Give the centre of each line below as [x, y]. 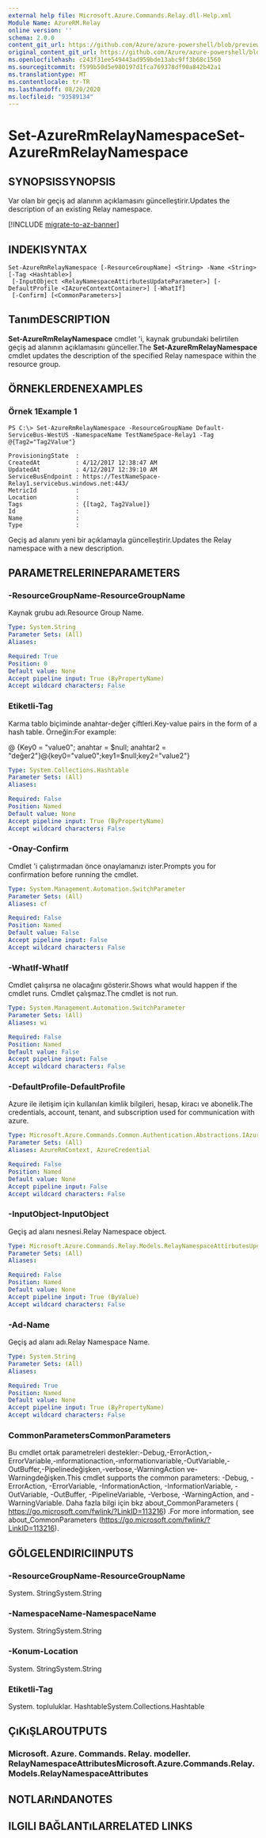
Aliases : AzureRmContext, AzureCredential [79, 1150]
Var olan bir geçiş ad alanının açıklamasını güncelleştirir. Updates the [119, 201]
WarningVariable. [36, 1503]
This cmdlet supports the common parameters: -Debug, [158, 1478]
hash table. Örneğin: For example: [63, 732]
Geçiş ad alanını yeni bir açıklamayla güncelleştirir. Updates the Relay [120, 540]
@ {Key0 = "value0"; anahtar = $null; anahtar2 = [87, 747]
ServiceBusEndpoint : [44, 476]
